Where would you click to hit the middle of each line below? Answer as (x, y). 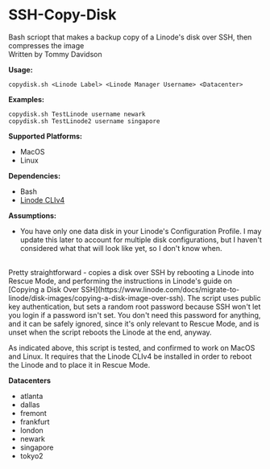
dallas (30, 405)
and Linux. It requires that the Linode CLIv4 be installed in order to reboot (130, 356)
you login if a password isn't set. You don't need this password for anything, (135, 315)
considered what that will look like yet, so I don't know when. (121, 248)
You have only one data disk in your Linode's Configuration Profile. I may (141, 231)
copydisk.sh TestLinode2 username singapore (84, 121)
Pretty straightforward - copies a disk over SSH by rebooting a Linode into (131, 272)
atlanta (31, 396)
